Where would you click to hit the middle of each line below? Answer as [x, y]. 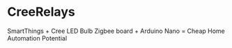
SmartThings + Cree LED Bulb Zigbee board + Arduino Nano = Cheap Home [116, 31]
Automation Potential [37, 38]
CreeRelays [41, 12]
